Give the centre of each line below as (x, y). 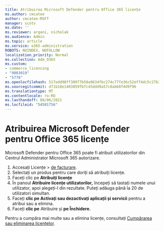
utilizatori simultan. (31, 193)
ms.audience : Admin (25, 37)
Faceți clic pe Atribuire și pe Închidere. (51, 209)
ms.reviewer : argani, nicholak (37, 32)
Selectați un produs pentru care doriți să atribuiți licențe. (69, 172)
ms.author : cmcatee (25, 14)
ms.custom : (16, 64)
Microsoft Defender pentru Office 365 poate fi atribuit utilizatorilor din (75, 153)
